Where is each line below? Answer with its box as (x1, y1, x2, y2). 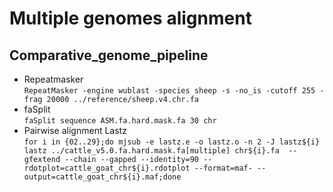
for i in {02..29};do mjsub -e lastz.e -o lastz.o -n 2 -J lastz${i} (23, 137, 321, 147)
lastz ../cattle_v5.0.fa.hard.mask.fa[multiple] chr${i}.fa (23, 146, 280, 156)
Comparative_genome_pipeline (9, 47, 209, 64)
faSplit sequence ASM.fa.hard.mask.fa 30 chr (23, 116, 217, 126)
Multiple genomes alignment (9, 7, 252, 30)
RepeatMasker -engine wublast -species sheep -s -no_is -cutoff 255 (23, 86, 316, 96)
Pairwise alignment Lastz (23, 125, 127, 136)
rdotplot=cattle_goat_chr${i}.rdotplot (23, 163, 191, 173)
